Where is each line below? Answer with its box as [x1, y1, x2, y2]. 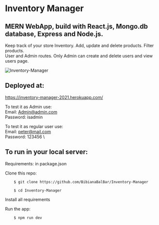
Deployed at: [5, 81, 45, 90]
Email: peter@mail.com [5, 129, 51, 134]
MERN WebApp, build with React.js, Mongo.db [5, 22, 148, 31]
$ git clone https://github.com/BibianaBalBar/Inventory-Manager [14, 179, 149, 184]
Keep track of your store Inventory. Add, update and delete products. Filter [5, 43, 154, 48]
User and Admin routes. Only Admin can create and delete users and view [5, 53, 153, 59]
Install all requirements [5, 196, 50, 202]
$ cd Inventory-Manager [14, 188, 62, 193]
